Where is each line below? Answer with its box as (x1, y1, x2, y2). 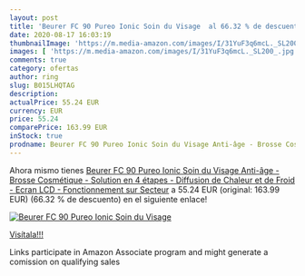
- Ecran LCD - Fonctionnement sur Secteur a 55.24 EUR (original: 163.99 (9, 183, 280, 195)
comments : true (9, 55, 67, 64)
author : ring (9, 73, 59, 82)
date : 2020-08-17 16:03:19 (9, 30, 112, 39)
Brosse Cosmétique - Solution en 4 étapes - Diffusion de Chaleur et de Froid (9, 174, 295, 185)
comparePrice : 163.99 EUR (9, 123, 107, 133)
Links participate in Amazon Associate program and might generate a (9, 246, 269, 257)
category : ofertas (9, 64, 79, 74)
